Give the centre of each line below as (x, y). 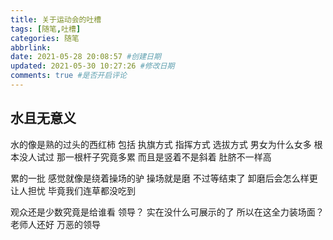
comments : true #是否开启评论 (68, 76)
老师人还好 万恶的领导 (55, 224)
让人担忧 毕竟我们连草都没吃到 (73, 190)
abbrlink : (31, 47)
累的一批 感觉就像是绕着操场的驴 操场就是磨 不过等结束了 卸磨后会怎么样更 (164, 178)
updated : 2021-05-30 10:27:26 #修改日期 (92, 66)
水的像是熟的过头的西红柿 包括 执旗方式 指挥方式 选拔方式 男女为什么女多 (161, 144)
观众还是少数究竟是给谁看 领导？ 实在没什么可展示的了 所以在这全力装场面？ (167, 212)
